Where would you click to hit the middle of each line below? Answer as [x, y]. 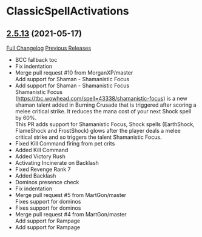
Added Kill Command [42, 150]
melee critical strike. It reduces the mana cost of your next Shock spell [103, 111]
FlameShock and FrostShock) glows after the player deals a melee [98, 131]
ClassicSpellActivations [68, 11]
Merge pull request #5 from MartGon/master [71, 195]
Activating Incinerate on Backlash [57, 163]
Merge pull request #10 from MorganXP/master [74, 73]
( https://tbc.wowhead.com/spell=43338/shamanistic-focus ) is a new [101, 98]
